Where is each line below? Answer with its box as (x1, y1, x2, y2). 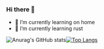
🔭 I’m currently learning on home (14, 19, 95, 26)
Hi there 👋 (6, 5, 36, 14)
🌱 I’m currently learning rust (14, 25, 83, 32)
